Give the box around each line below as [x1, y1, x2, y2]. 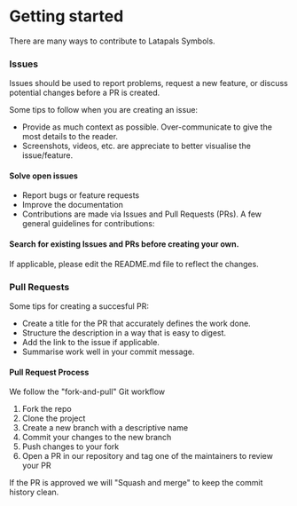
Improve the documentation [21, 200, 124, 210]
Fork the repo [21, 404, 73, 415]
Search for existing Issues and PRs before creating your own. [9, 239, 239, 249]
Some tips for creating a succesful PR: [9, 300, 149, 312]
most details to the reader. [21, 131, 118, 142]
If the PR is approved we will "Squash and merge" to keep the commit [9, 478, 263, 488]
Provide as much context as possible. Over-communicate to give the [21, 122, 273, 132]
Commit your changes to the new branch [21, 432, 172, 443]
